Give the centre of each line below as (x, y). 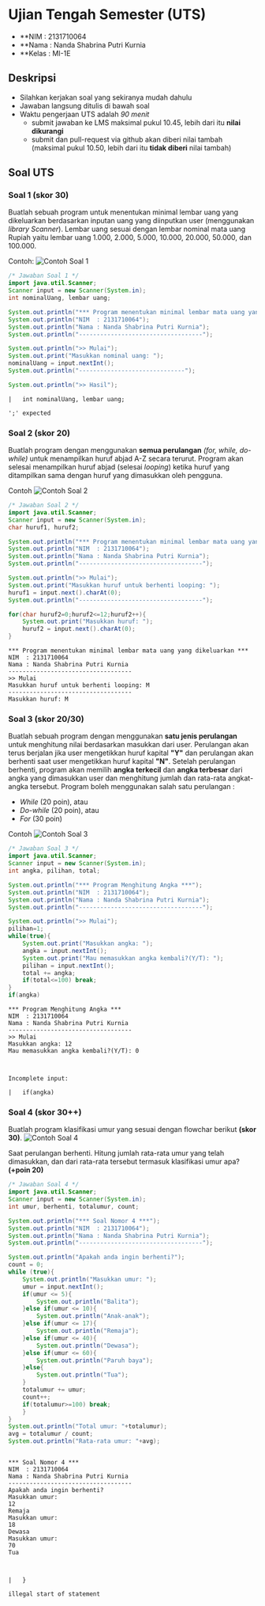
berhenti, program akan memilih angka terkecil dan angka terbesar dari (125, 770)
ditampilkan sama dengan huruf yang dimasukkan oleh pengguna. (116, 476)
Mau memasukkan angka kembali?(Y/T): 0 (74, 1051)
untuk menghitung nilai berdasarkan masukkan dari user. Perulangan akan (129, 745)
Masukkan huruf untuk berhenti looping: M (79, 685)
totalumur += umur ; (54, 1390)
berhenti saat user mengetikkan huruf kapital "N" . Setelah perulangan (122, 761)
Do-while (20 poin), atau (60, 811)
